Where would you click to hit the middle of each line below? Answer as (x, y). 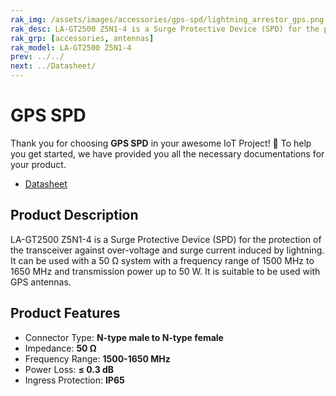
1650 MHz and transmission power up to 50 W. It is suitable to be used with (165, 271)
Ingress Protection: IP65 (74, 380)
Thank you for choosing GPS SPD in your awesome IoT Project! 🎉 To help (161, 143)
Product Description (74, 215)
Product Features (65, 313)
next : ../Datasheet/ (53, 66)
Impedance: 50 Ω (60, 348)
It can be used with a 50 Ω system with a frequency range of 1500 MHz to (162, 260)
